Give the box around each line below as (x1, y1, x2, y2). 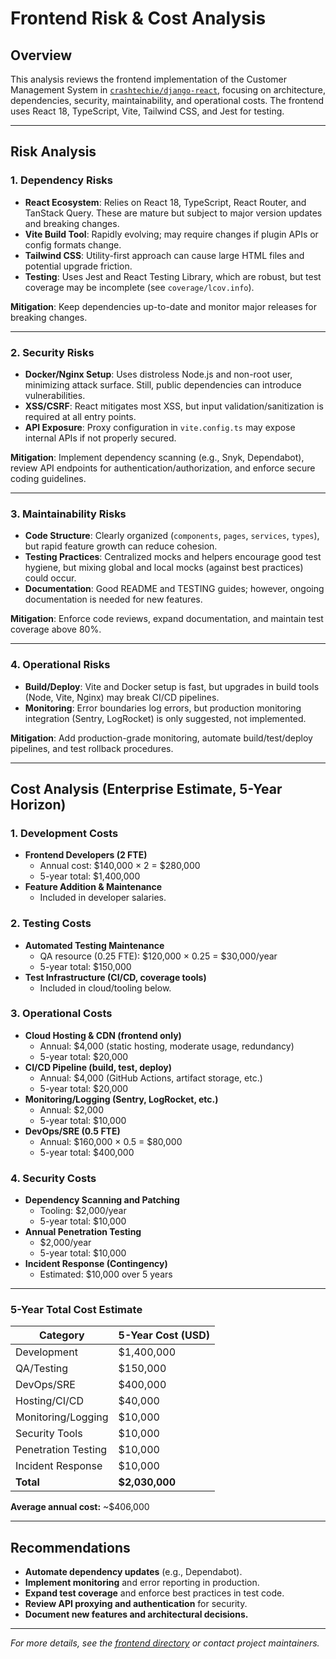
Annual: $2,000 (39, 1103, 104, 1116)
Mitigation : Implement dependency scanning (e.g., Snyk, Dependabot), (10, 451, 305, 463)
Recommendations (10, 1539, 131, 1556)
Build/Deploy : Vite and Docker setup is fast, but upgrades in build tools (24, 680, 320, 692)
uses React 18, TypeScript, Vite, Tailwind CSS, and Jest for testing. (10, 105, 285, 117)
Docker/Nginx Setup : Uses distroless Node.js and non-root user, (24, 368, 293, 380)
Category (38, 1328, 85, 1342)
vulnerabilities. (24, 389, 86, 401)
